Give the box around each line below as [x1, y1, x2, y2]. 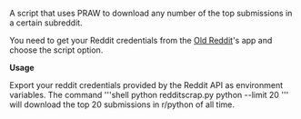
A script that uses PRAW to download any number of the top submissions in [9, 8, 293, 18]
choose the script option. [9, 45, 104, 55]
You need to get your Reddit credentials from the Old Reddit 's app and [9, 35, 273, 45]
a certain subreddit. [9, 17, 84, 28]
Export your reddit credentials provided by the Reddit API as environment [9, 80, 284, 90]
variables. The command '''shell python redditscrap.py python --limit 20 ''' [9, 90, 289, 100]
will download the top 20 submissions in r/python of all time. [9, 99, 235, 110]
